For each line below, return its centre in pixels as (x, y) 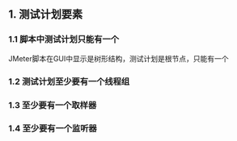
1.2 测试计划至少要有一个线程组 (69, 81)
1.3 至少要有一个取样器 (53, 105)
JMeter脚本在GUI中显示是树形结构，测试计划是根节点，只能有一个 (118, 58)
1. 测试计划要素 (46, 15)
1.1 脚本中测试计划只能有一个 (64, 39)
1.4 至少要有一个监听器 (53, 129)
